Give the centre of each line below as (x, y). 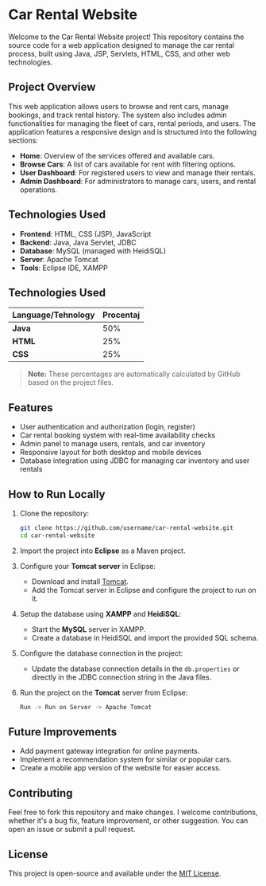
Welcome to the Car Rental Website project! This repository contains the (126, 37)
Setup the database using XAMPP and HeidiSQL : (100, 614)
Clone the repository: (54, 513)
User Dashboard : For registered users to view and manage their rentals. (137, 172)
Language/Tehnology (54, 315)
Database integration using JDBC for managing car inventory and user (135, 461)
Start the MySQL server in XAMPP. (89, 629)
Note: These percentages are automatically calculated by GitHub (134, 374)
